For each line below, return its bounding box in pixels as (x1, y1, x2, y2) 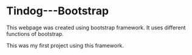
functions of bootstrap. (6, 30, 64, 37)
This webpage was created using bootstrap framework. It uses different (6, 24, 186, 31)
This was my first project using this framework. (6, 42, 125, 49)
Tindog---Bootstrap (6, 4, 109, 18)
